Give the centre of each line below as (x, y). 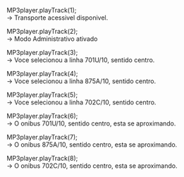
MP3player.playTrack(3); (42, 53)
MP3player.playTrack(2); (42, 31)
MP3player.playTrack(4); (42, 74)
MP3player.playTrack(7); (42, 137)
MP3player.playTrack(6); (42, 116)
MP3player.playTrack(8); (42, 158)
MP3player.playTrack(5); (42, 95)
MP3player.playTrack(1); (42, 10)
